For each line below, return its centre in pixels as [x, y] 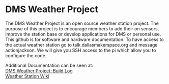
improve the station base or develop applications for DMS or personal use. [83, 34]
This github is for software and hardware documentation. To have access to [84, 39]
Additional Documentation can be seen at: [49, 65]
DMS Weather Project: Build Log [39, 71]
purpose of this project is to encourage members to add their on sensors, [82, 28]
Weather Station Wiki [27, 76]
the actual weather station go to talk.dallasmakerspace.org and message [81, 45]
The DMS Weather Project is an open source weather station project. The [82, 23]
